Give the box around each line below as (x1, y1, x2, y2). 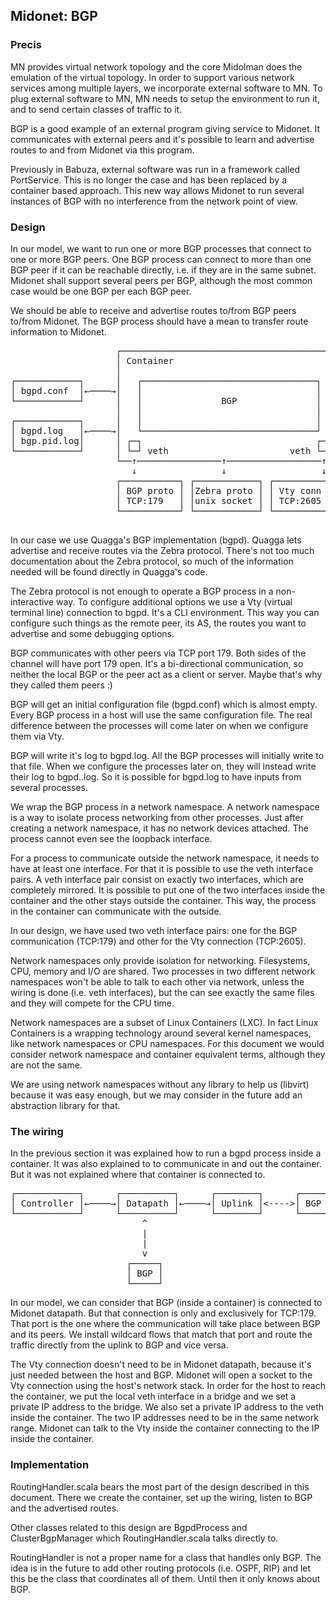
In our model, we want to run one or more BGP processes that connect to (10, 242, 312, 254)
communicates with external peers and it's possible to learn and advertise (10, 133, 315, 145)
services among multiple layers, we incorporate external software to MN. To (10, 82, 323, 94)
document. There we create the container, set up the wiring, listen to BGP (10, 1491, 313, 1503)
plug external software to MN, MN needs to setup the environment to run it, (10, 92, 320, 104)
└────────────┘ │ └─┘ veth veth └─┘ (10, 445, 333, 456)
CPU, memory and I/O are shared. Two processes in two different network (10, 965, 316, 977)
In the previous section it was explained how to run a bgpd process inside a (10, 1147, 322, 1159)
